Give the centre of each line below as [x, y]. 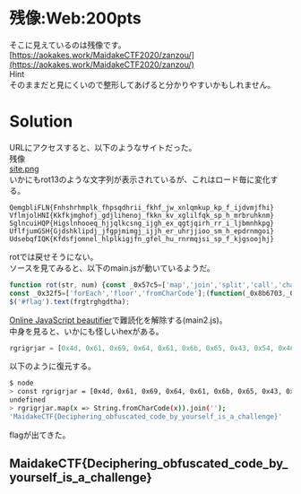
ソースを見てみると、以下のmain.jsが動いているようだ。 [112, 268]
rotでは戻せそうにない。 [54, 256]
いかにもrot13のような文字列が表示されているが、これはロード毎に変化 [140, 179]
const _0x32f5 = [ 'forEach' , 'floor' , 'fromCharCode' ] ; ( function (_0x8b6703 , [148, 293]
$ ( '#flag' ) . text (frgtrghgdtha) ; [69, 301]
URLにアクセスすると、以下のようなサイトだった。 [103, 147]
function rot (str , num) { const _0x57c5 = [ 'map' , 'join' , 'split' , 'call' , [144, 285]
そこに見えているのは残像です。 [68, 45]
